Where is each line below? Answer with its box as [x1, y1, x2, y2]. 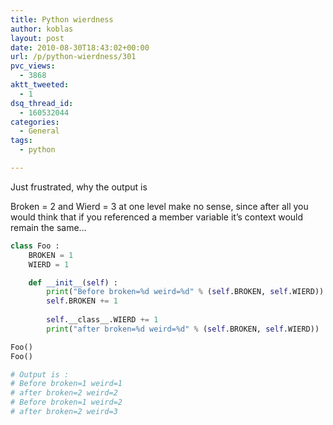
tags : [10, 136, 33, 146]
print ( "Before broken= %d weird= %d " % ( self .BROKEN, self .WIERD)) [46, 287, 325, 297]
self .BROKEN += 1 [46, 296, 118, 306]
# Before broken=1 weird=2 [10, 397, 123, 408]
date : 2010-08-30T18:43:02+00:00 [10, 42, 150, 53]
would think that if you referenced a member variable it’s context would [10, 211, 304, 223]
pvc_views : [10, 61, 56, 71]
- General [19, 126, 60, 136]
